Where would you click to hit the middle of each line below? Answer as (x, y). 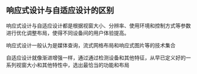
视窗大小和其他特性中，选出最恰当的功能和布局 (73, 65)
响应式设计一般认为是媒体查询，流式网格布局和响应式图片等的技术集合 (91, 45)
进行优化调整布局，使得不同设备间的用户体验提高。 (68, 33)
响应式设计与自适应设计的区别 (60, 10)
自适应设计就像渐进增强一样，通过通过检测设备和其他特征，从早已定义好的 (96, 58)
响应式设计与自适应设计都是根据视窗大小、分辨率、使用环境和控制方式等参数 (98, 26)
